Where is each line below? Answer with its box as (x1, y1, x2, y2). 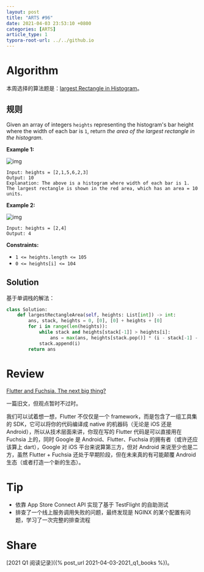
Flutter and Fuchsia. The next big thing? (6, 387, 106, 394)
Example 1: (6, 145, 35, 153)
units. (6, 191, 23, 197)
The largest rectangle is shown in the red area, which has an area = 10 (6, 185, 199, 191)
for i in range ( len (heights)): (28, 323, 108, 330)
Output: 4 (6, 230, 32, 237)
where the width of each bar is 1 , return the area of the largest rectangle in (6, 127, 195, 134)
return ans (28, 346, 56, 352)
